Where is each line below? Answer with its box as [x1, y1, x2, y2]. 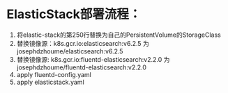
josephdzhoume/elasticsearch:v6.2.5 [16, 46, 123, 56]
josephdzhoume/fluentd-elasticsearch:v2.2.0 [16, 63, 147, 71]
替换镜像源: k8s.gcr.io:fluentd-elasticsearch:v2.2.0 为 [16, 55, 170, 63]
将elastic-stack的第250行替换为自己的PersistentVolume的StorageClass [16, 31, 221, 39]
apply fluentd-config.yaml [16, 70, 91, 78]
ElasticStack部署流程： [6, 6, 142, 22]
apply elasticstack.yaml [16, 78, 84, 86]
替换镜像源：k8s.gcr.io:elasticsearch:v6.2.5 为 [16, 39, 149, 47]
